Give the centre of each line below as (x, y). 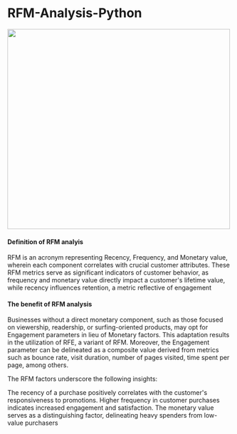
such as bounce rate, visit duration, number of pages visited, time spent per (118, 358)
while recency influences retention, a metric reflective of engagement (110, 288)
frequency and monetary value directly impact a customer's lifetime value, (116, 280)
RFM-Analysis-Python (75, 13)
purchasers (41, 423)
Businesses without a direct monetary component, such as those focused (115, 320)
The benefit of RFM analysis (50, 304)
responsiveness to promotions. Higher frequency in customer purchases (114, 401)
